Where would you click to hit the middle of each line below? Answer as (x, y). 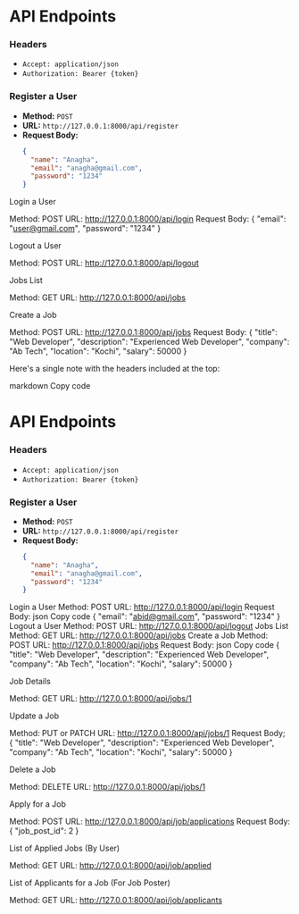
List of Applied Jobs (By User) (65, 848)
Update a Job (34, 716)
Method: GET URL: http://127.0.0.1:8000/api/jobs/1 (100, 699)
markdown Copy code (50, 386)
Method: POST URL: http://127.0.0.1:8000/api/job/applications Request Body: (150, 822)
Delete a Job (33, 769)
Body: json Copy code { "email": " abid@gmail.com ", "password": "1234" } (145, 616)
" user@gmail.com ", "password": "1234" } (85, 229)
